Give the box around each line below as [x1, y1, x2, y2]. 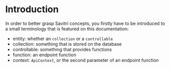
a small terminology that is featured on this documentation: [5, 25, 129, 31]
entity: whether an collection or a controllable [12, 36, 113, 42]
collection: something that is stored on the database [12, 41, 122, 47]
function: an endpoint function [12, 52, 76, 58]
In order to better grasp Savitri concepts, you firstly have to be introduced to [5, 20, 165, 26]
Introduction [5, 4, 59, 15]
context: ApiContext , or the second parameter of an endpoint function [12, 57, 159, 63]
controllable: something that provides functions [12, 46, 112, 52]
